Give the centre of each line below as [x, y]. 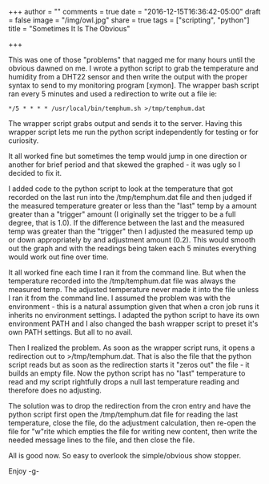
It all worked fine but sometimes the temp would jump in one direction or [128, 156]
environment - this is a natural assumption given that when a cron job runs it [134, 307]
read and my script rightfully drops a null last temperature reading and [124, 382]
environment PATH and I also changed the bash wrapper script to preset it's [133, 323]
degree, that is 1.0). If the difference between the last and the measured [126, 223]
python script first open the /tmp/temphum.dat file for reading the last [123, 414]
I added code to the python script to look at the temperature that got [121, 189]
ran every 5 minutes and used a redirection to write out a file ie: [113, 94]
